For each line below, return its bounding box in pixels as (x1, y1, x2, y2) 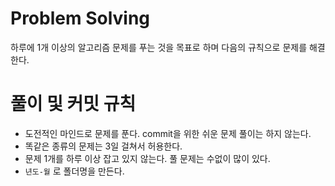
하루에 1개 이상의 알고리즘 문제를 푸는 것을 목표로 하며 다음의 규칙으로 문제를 (10, 41, 308, 53)
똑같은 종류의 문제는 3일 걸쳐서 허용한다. (24, 140, 183, 152)
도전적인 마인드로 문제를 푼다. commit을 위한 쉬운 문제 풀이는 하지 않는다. (24, 127, 312, 139)
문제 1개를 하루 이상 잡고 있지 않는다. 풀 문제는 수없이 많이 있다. (24, 152, 271, 164)
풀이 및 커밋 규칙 (10, 93, 137, 116)
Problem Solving (10, 7, 151, 30)
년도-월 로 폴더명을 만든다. (24, 165, 125, 177)
